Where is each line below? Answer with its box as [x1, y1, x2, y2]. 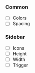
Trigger [12, 62, 28, 68]
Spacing [12, 21, 30, 27]
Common [5, 4, 29, 11]
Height [12, 50, 27, 56]
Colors [12, 15, 27, 21]
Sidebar [5, 34, 25, 41]
